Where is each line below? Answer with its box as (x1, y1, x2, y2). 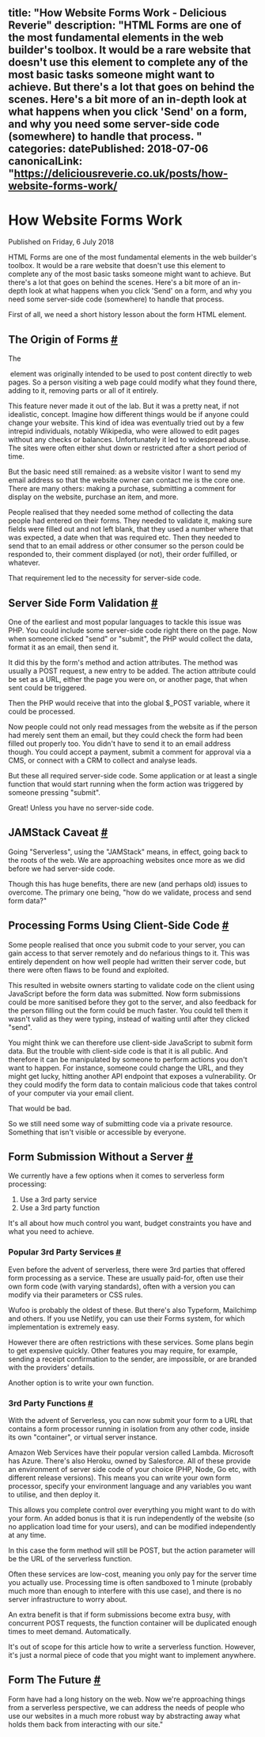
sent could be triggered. (8, 683, 87, 692)
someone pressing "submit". (8, 787, 101, 797)
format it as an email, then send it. (8, 642, 119, 652)
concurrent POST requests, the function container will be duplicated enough (8, 1618, 257, 1628)
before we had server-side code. (8, 864, 115, 873)
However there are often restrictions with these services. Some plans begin (8, 1337, 254, 1347)
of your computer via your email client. (8, 1088, 134, 1098)
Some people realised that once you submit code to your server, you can (8, 940, 245, 949)
